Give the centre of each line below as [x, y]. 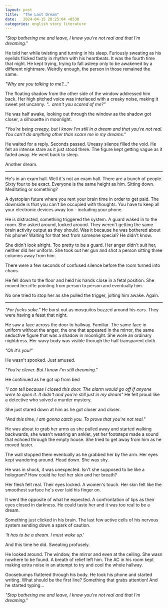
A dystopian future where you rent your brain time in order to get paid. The [82, 199]
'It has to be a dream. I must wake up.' [45, 535]
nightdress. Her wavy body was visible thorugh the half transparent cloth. [81, 341]
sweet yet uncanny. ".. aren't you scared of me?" [55, 104]
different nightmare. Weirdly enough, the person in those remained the [78, 69]
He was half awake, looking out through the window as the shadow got [78, 114]
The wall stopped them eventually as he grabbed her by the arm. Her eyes [82, 455]
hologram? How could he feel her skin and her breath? [61, 475]
